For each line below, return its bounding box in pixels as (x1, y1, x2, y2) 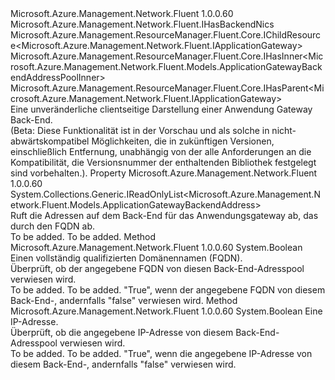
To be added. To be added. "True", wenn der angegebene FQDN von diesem (10, 284, 326, 296)
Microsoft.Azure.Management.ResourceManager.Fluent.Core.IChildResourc (10, 29, 322, 41)
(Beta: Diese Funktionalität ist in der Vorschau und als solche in (10, 125, 270, 136)
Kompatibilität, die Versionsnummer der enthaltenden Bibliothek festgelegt (10, 157, 317, 168)
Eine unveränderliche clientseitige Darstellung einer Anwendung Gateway (10, 103, 313, 115)
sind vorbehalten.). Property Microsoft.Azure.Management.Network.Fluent (10, 167, 318, 179)
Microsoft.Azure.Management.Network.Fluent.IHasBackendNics (10, 18, 275, 30)
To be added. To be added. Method (10, 231, 156, 242)
